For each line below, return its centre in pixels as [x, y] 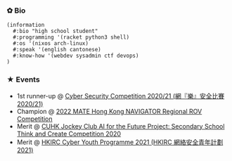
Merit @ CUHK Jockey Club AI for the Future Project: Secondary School [121, 126]
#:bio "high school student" [56, 31]
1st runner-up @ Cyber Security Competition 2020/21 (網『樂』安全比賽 [121, 96]
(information [26, 25]
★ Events [23, 79]
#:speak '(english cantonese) [57, 50]
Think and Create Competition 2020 [69, 134]
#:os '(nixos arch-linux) [51, 44]
